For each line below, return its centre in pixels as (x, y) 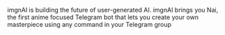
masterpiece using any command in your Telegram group (90, 24)
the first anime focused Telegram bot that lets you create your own (103, 17)
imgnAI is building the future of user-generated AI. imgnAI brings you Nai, (113, 10)
